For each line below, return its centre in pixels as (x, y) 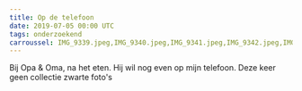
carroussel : (31, 42)
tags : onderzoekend (46, 34)
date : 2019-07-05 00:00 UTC (62, 26)
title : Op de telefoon (52, 17)
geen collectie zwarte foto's (61, 78)
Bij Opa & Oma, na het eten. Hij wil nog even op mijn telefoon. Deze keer (142, 68)
